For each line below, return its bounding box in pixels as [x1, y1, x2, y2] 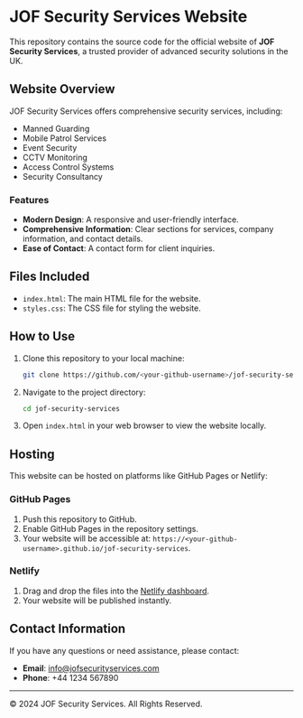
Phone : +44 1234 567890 [22, 672, 119, 683]
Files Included [9, 269, 90, 284]
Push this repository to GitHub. [22, 513, 137, 525]
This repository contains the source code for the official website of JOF [9, 36, 275, 47]
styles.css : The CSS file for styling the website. [22, 303, 201, 313]
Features [9, 193, 50, 206]
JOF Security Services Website [9, 6, 248, 27]
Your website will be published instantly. [22, 594, 172, 606]
